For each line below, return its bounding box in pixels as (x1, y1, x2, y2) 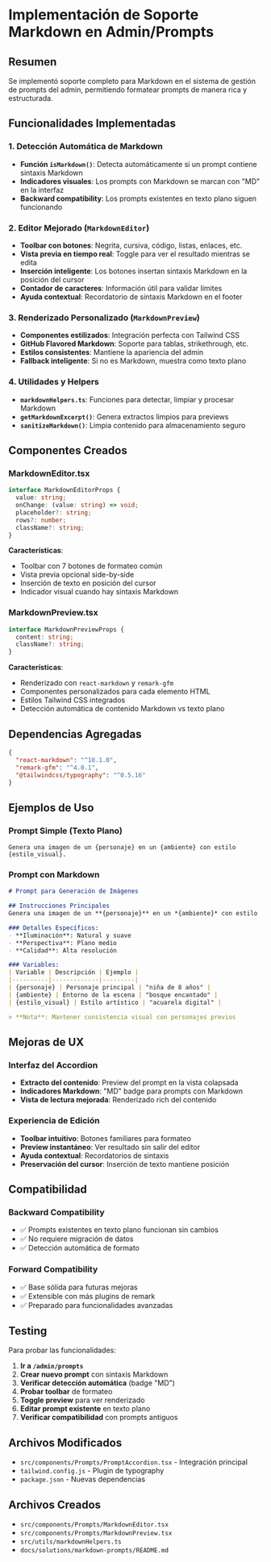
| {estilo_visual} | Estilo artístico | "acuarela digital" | (8, 998, 222, 1006)
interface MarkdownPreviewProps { (8, 625, 125, 634)
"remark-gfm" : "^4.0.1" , (15, 764, 99, 772)
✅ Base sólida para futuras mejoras (19, 1282, 139, 1292)
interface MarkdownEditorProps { (8, 486, 121, 494)
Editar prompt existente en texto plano (19, 1404, 151, 1414)
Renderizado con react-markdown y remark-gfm (19, 678, 174, 688)
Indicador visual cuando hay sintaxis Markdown (19, 587, 179, 597)
